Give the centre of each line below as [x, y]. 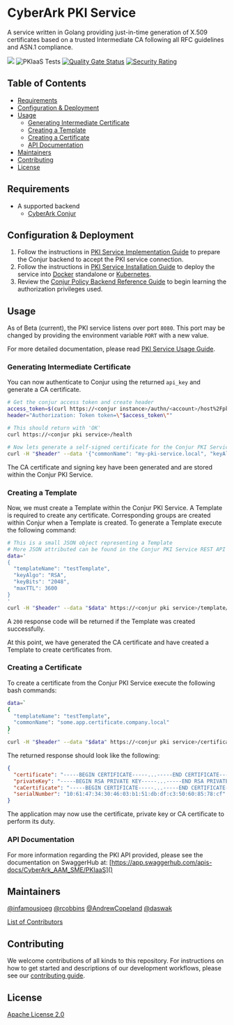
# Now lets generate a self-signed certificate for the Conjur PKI [107, 447]
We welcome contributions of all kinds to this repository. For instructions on [116, 961]
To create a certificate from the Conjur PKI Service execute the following [111, 683]
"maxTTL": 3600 [36, 588]
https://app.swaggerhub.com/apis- [162, 862]
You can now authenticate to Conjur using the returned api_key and [104, 382]
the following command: [42, 530]
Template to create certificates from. [60, 649]
